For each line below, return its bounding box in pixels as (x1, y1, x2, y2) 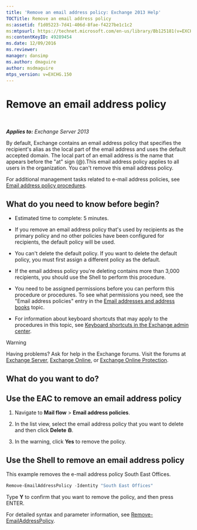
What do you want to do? (6, 373, 99, 384)
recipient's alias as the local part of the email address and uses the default (6, 146, 186, 153)
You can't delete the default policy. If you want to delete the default (14, 250, 178, 257)
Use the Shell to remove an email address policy (6, 455, 185, 465)
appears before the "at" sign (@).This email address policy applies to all (6, 158, 179, 166)
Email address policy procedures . (6, 182, 87, 189)
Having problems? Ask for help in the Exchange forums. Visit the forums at (6, 350, 186, 357)
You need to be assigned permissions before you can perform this (14, 285, 175, 292)
